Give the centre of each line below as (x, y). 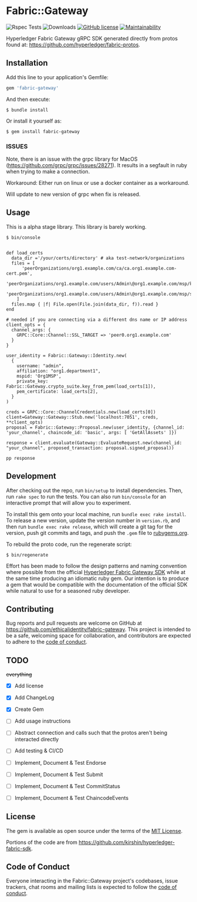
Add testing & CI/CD (39, 751)
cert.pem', (19, 273)
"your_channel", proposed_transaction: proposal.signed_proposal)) (90, 448)
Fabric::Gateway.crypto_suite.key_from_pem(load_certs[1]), (81, 386)
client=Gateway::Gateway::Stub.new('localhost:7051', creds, (82, 417)
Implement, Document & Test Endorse (60, 762)
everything (19, 674)
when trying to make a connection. (48, 171)
